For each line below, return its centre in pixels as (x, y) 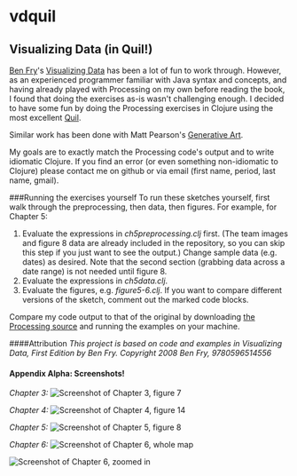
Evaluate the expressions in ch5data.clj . (95, 281)
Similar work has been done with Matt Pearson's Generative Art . (126, 135)
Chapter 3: (29, 393)
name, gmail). (34, 180)
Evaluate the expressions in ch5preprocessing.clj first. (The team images (155, 234)
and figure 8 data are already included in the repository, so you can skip (153, 243)
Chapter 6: (29, 445)
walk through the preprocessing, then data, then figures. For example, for (143, 207)
